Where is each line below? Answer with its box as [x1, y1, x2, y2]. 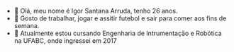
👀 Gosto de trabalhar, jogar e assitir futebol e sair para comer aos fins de [13, 14, 227, 22]
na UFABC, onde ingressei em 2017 [13, 37, 117, 45]
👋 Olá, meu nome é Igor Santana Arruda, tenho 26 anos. [13, 7, 178, 15]
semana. [13, 22, 40, 30]
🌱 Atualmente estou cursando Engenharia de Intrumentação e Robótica [13, 29, 222, 37]
